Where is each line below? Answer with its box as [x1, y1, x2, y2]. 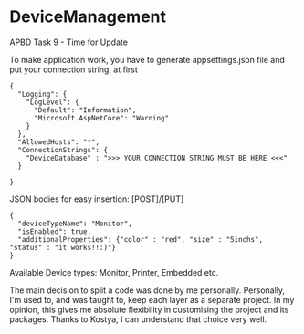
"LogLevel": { [26, 98, 79, 107]
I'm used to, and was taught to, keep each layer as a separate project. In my [9, 294, 295, 305]
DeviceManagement [9, 6, 167, 27]
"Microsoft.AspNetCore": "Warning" [33, 113, 170, 122]
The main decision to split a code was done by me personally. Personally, [9, 285, 286, 296]
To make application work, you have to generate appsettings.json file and [9, 54, 285, 65]
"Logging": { [17, 89, 68, 99]
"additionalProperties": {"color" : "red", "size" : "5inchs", [17, 235, 263, 244]
